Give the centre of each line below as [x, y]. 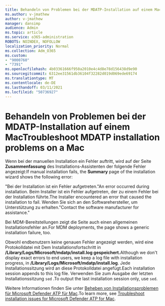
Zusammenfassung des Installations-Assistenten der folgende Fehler [76, 167]
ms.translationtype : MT [29, 78]
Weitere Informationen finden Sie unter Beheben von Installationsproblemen [82, 288]
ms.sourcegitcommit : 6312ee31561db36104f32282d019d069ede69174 [71, 74]
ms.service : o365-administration [39, 37]
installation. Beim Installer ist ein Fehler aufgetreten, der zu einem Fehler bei [82, 192]
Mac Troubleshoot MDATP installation [82, 137]
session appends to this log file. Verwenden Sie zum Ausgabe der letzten [79, 274]
